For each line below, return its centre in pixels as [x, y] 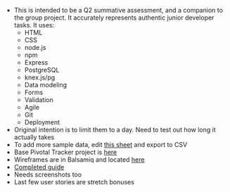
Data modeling [46, 85]
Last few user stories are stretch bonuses [74, 182]
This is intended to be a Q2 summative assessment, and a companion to [119, 10]
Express [36, 62]
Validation [39, 100]
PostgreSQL [42, 70]
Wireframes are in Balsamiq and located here [79, 160]
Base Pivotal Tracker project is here [65, 152]
